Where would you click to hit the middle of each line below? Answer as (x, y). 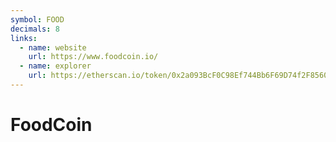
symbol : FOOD (37, 19)
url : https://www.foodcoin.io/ (93, 57)
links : (24, 38)
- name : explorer (55, 66)
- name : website (53, 47)
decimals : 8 (35, 29)
